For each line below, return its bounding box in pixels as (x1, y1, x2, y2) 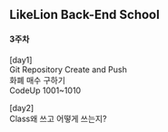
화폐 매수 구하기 (9, 74, 66, 85)
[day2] (9, 102, 35, 113)
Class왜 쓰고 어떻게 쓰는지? (9, 113, 107, 124)
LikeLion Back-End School (9, 7, 161, 23)
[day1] (9, 54, 33, 65)
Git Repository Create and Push (9, 63, 127, 75)
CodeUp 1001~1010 (9, 85, 82, 96)
